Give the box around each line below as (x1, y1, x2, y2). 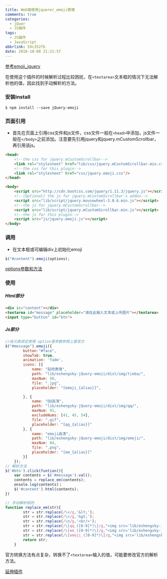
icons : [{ (23, 362, 43, 367)
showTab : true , (23, 353, 55, 358)
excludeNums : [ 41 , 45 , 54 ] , (31, 413, 90, 418)
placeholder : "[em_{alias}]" (31, 450, 92, 455)
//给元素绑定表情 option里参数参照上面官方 (5, 339, 84, 344)
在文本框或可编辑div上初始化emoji (12, 246, 83, 252)
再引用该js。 (12, 142, 38, 148)
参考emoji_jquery (5, 63, 41, 69)
